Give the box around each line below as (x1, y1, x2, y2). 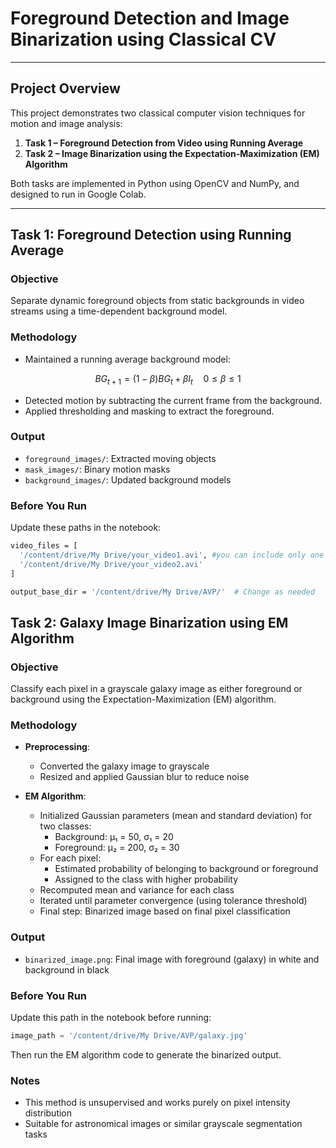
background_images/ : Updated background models (24, 473, 232, 486)
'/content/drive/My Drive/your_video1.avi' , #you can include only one (19, 550, 325, 560)
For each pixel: (39, 852, 102, 864)
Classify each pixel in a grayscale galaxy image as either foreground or (10, 683, 303, 695)
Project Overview (10, 80, 121, 97)
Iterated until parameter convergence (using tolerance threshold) (39, 895, 308, 907)
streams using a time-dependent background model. (10, 305, 228, 317)
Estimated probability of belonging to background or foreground (54, 863, 319, 875)
